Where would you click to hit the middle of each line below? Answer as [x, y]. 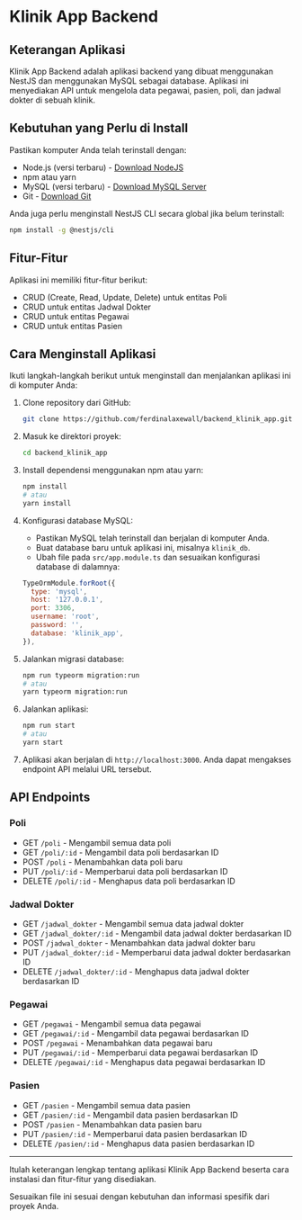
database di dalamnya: [78, 566]
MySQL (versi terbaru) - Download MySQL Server [114, 186]
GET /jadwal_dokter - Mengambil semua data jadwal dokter [133, 923]
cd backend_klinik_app [65, 453]
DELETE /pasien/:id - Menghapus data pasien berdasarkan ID [138, 1144]
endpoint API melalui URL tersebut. [87, 769]
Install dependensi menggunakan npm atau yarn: [113, 471]
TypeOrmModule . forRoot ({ [69, 583]
